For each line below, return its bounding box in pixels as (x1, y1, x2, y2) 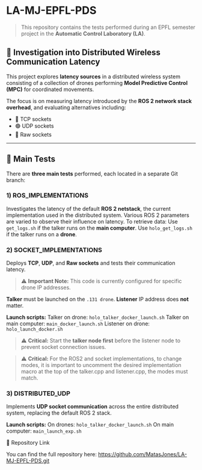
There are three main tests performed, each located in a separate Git (6, 170, 179, 177)
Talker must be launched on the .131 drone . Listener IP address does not (6, 296, 189, 303)
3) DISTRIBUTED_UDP (6, 389, 71, 398)
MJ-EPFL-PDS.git (6, 457, 50, 465)
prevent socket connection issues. (20, 343, 106, 351)
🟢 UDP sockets (14, 122, 54, 130)
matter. (6, 302, 24, 309)
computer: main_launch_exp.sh (6, 427, 82, 434)
